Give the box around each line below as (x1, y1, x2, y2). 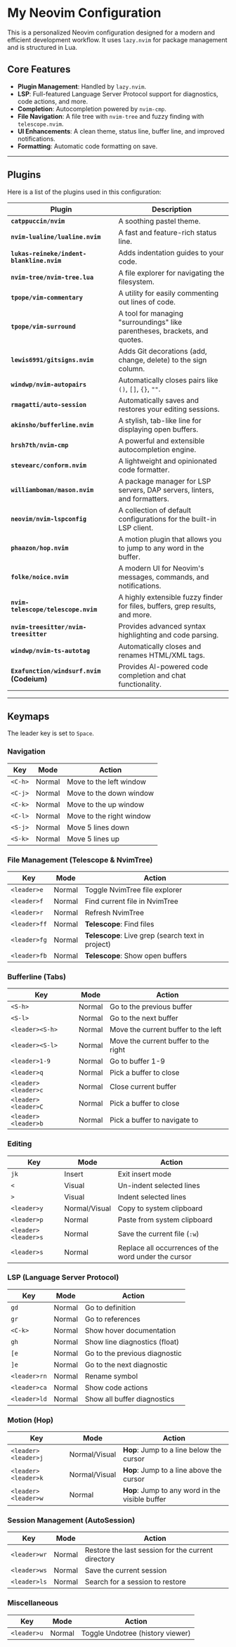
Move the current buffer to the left (110, 1025, 222, 1035)
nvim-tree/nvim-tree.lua (11, 273, 94, 281)
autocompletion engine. (118, 444, 197, 454)
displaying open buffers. (118, 424, 199, 434)
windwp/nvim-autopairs (11, 380, 86, 388)
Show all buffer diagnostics (84, 1394, 175, 1404)
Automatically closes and (118, 641, 202, 651)
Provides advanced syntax (118, 621, 206, 631)
